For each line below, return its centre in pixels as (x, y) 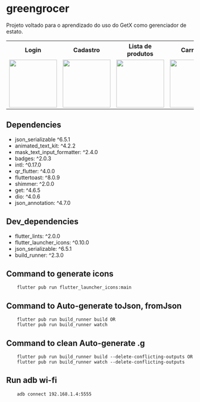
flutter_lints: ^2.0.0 (37, 236)
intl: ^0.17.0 (28, 165)
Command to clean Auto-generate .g (76, 343)
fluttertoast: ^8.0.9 (37, 177)
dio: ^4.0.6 (27, 197)
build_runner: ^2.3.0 (39, 255)
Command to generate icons (60, 274)
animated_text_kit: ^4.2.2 (45, 146)
